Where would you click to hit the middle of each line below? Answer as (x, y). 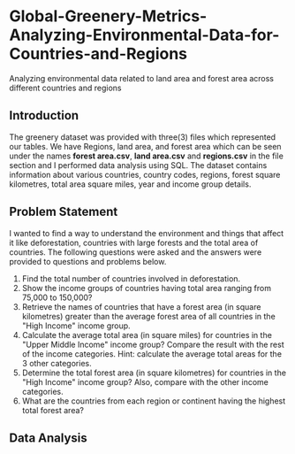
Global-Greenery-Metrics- (108, 16)
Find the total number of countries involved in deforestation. (131, 278)
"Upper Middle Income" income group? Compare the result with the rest (153, 344)
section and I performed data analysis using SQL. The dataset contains (138, 165)
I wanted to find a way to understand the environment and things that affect (147, 233)
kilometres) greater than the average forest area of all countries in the (148, 316)
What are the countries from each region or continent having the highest (154, 401)
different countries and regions (65, 88)
